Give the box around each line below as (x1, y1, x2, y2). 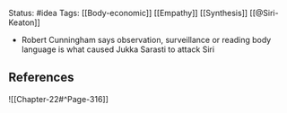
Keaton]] (8, 17, 41, 28)
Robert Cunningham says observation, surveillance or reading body (21, 35, 272, 45)
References (8, 70, 74, 85)
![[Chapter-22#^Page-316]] (8, 93, 109, 104)
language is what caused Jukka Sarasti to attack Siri (21, 44, 215, 55)
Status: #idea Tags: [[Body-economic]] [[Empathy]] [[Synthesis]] (8, 8, 248, 18)
